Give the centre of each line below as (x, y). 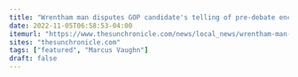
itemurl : (25, 34)
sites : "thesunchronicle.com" (65, 42)
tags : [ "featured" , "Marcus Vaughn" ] (79, 50)
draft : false (33, 58)
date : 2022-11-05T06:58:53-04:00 (71, 26)
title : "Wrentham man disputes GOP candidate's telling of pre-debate (142, 17)
